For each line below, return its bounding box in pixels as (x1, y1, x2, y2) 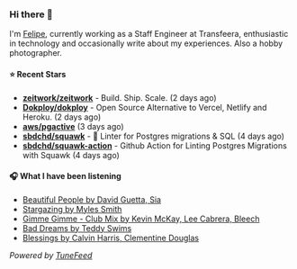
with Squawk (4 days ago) (22, 149, 120, 160)
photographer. (9, 48, 63, 58)
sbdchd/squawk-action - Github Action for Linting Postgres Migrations (22, 139, 288, 151)
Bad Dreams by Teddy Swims (22, 222, 132, 233)
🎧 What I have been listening (9, 171, 121, 182)
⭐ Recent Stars (9, 68, 67, 79)
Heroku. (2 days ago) (22, 112, 102, 122)
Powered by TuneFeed (9, 249, 93, 260)
